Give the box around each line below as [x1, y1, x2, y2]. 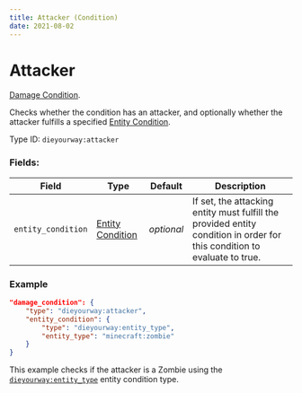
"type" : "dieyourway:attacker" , [25, 306, 147, 315]
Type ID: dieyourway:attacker [9, 134, 120, 144]
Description [214, 179, 267, 192]
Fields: [9, 156, 40, 169]
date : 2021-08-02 [9, 22, 75, 31]
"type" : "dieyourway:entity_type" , [41, 323, 175, 332]
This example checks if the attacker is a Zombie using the [9, 364, 223, 375]
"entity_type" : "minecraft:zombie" [41, 331, 175, 341]
